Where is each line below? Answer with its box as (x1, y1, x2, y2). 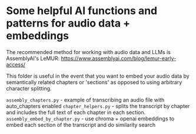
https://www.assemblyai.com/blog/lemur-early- (61, 55, 177, 62)
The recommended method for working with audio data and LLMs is (6, 48, 171, 55)
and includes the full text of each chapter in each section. (6, 109, 146, 116)
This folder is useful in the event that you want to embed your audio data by (6, 72, 190, 79)
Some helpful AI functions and (6, 4, 158, 18)
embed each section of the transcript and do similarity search (6, 121, 156, 128)
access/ (6, 61, 25, 68)
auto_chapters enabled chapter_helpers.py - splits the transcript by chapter (6, 102, 190, 109)
